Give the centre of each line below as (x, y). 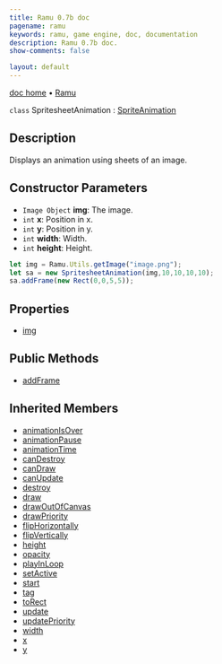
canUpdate (43, 477)
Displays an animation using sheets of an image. (98, 160)
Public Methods (54, 358)
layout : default (39, 67)
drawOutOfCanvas (56, 506)
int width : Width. (55, 238)
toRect (34, 601)
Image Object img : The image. (77, 210)
